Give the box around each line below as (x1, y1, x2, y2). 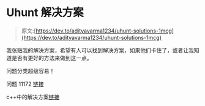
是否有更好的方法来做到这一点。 (11, 54, 92, 61)
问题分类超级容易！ (6, 67, 55, 74)
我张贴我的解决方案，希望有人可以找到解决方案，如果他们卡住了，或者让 (6, 47, 188, 54)
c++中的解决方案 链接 (6, 93, 60, 100)
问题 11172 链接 (6, 80, 44, 88)
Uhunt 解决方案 (6, 6, 84, 20)
